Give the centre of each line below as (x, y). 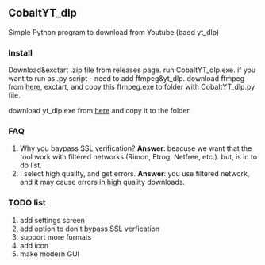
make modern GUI (50, 254)
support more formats (56, 236)
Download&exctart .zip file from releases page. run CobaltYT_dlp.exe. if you (132, 70)
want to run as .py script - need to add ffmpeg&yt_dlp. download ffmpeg (127, 79)
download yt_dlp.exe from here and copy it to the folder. (100, 111)
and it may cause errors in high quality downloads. (102, 182)
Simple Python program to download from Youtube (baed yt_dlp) (114, 32)
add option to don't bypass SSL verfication (90, 229)
